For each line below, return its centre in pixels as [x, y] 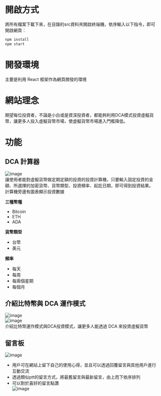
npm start [15, 44]
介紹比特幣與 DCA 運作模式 [45, 303]
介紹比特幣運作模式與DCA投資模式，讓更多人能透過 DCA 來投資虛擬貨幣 [77, 326]
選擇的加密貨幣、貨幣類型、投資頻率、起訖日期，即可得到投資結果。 [85, 185]
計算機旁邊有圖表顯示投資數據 [35, 191]
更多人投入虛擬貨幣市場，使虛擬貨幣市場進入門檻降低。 [73, 121]
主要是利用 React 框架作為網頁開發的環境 [46, 79]
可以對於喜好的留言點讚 [35, 383]
